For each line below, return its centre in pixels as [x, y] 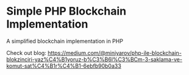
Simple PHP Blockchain [66, 11]
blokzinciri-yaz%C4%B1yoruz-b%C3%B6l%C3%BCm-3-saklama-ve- [94, 59]
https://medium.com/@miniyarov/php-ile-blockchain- [115, 52]
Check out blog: [27, 52]
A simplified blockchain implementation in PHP [65, 41]
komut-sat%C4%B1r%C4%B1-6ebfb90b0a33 [64, 66]
